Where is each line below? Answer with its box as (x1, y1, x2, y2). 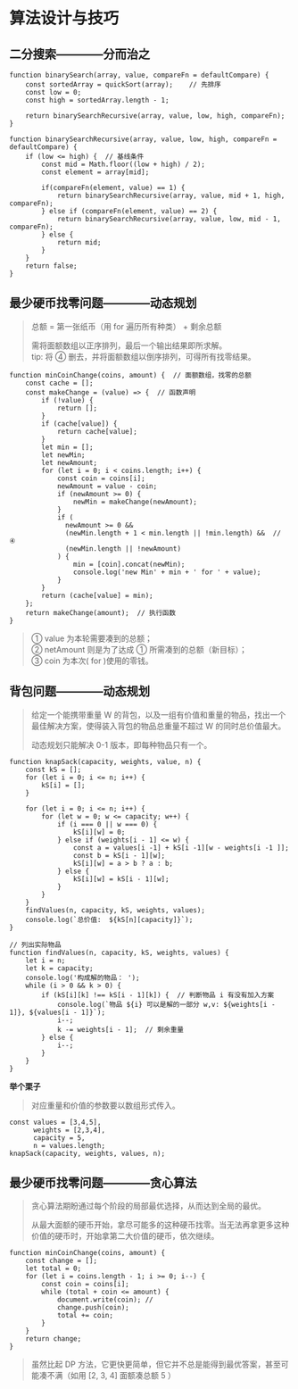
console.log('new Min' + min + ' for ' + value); (72, 568, 261, 577)
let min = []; (41, 443, 94, 452)
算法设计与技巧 (9, 8, 120, 29)
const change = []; (25, 1256, 98, 1266)
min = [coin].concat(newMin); (72, 560, 186, 569)
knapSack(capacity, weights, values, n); (9, 1149, 166, 1158)
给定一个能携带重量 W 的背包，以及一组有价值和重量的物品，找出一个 (30, 709, 286, 719)
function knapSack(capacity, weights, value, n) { (9, 757, 202, 766)
